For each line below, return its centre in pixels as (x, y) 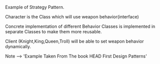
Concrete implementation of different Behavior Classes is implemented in (80, 26)
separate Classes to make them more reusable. (54, 32)
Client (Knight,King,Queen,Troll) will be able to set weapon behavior (75, 41)
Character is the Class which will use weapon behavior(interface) (72, 17)
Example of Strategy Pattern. (35, 7)
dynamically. (18, 46)
